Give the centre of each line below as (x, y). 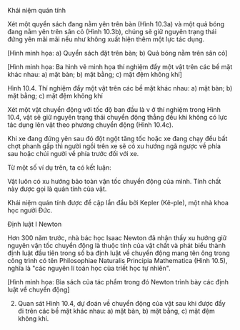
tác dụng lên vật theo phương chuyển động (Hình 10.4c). (90, 125)
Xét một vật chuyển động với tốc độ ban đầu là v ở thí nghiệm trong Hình (114, 109)
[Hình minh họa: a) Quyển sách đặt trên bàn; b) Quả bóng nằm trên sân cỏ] (117, 53)
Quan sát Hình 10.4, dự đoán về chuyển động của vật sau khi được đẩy (122, 303)
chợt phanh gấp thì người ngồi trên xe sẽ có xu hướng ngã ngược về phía (114, 146)
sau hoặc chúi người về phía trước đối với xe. (73, 154)
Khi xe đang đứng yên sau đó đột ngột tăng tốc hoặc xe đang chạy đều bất (117, 139)
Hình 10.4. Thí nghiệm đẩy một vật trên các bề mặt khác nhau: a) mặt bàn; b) (120, 88)
